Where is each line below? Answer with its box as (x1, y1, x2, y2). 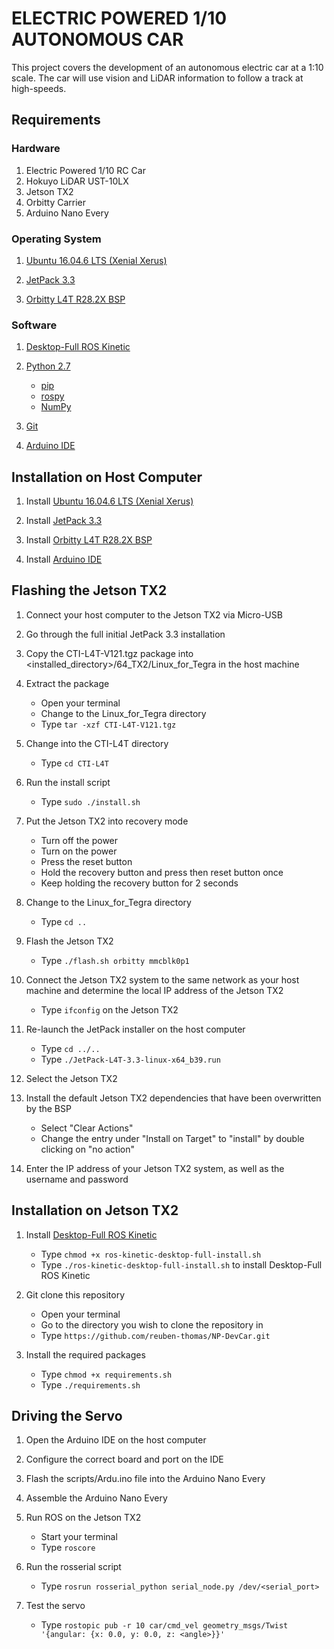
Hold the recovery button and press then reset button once (40, 866, 284, 878)
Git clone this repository (25, 1288, 126, 1301)
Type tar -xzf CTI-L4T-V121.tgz (40, 718, 177, 730)
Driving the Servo (11, 1408, 123, 1425)
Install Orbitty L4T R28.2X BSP (25, 534, 153, 546)
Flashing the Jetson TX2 (11, 582, 168, 599)
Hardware (11, 142, 61, 156)
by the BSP (25, 1102, 72, 1114)
